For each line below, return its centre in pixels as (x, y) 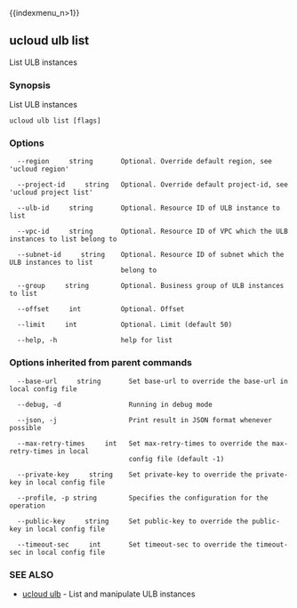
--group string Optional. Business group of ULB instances (151, 286)
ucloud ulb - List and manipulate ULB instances (108, 594)
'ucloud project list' (51, 193)
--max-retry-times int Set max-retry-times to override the (143, 444)
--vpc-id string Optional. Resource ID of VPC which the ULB (153, 232)
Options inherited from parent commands (101, 363)
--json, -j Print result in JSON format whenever (145, 420)
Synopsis (30, 85)
